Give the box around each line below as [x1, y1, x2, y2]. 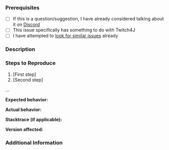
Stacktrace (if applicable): [5, 116, 63, 122]
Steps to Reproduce [5, 59, 56, 67]
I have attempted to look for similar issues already [12, 33, 118, 39]
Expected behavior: [5, 96, 48, 102]
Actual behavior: [5, 106, 42, 113]
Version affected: [5, 126, 44, 132]
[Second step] [12, 76, 43, 83]
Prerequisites [5, 4, 40, 11]
